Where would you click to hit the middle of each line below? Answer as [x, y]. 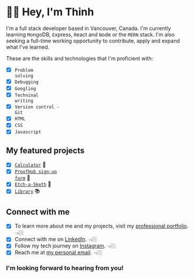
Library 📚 [27, 191]
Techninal [27, 96]
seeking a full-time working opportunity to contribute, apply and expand [93, 41]
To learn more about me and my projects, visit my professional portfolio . [101, 226]
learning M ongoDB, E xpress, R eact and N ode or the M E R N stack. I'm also [90, 34]
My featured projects [45, 150]
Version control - [37, 107]
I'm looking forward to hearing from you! [65, 268]
